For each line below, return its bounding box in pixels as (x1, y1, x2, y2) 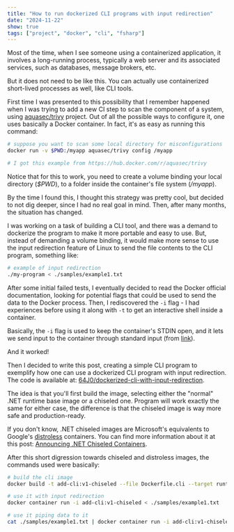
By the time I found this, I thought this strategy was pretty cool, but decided (7, 193, 224, 202)
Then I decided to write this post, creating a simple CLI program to (7, 361, 198, 369)
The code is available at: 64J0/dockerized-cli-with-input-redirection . (7, 376, 205, 384)
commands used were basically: (7, 460, 100, 469)
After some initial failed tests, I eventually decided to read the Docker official (7, 283, 226, 292)
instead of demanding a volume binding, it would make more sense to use (7, 236, 219, 244)
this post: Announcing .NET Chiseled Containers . (7, 440, 148, 448)
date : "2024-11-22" (7, 17, 64, 24)
